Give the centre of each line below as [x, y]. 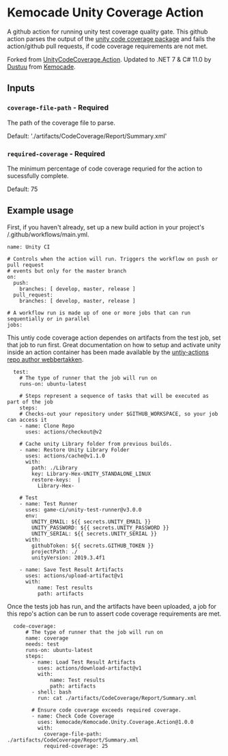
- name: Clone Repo [47, 426]
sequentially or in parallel [48, 319]
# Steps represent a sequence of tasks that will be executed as [114, 396]
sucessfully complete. [38, 175]
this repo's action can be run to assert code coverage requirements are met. [114, 614]
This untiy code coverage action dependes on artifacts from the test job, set [114, 338]
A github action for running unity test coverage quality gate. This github [108, 32]
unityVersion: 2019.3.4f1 [69, 557]
